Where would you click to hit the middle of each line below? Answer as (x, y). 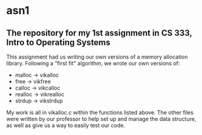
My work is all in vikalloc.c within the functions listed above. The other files (100, 112)
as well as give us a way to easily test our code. (66, 125)
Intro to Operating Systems (59, 42)
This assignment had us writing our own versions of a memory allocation (97, 57)
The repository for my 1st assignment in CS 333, (99, 33)
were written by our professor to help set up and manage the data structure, (101, 119)
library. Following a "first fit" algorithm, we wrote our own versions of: (93, 63)
